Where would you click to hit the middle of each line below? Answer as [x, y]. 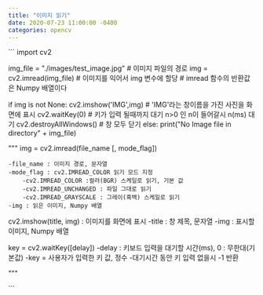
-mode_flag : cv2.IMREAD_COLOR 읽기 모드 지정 [80, 173]
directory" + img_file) [42, 133]
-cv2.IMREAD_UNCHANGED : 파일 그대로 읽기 [87, 189]
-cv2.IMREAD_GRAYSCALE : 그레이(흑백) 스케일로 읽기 [101, 198]
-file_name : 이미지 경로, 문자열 [58, 164]
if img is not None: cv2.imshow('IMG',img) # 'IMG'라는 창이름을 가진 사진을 [126, 105]
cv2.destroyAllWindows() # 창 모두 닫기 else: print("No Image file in [124, 124]
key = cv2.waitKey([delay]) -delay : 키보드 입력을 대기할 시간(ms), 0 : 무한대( [128, 248]
